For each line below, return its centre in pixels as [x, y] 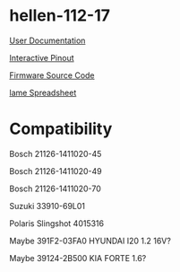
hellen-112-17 [60, 16]
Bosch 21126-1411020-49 [56, 171]
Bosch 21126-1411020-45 [56, 154]
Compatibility [61, 129]
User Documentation [47, 40]
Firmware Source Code [52, 75]
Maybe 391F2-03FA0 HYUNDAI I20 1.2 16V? [90, 241]
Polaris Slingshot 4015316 [57, 223]
